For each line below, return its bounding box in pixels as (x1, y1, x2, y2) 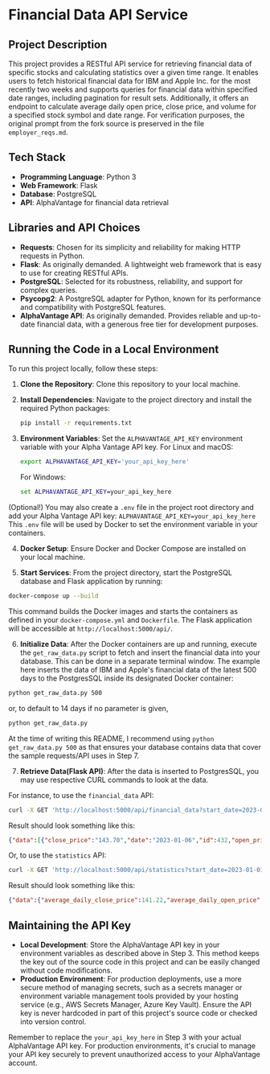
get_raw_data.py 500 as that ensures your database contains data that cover (8, 742, 261, 751)
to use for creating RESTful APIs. (19, 268, 129, 278)
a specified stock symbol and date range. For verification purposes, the (8, 110, 245, 120)
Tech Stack (8, 150, 66, 164)
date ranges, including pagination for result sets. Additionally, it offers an (8, 93, 249, 102)
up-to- (239, 311, 261, 320)
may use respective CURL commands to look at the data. (19, 775, 209, 784)
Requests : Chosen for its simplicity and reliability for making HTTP (19, 242, 241, 252)
